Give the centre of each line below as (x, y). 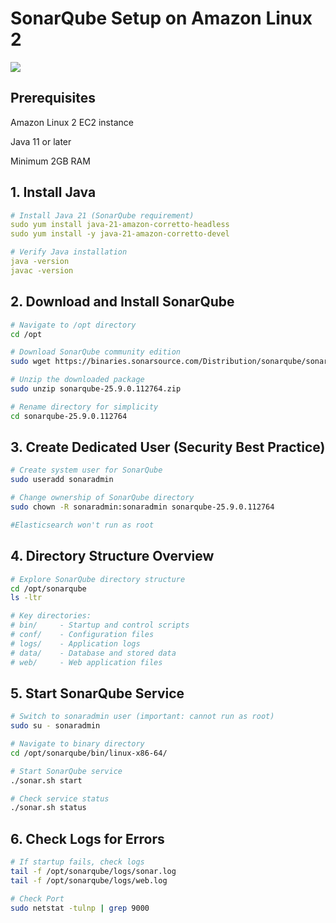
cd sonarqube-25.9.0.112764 (69, 416)
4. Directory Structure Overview (112, 556)
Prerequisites (53, 98)
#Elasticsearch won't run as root (82, 525)
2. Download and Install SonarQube (122, 302)
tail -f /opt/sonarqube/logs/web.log (89, 880)
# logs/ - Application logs (75, 643)
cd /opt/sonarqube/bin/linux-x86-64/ (89, 753)
